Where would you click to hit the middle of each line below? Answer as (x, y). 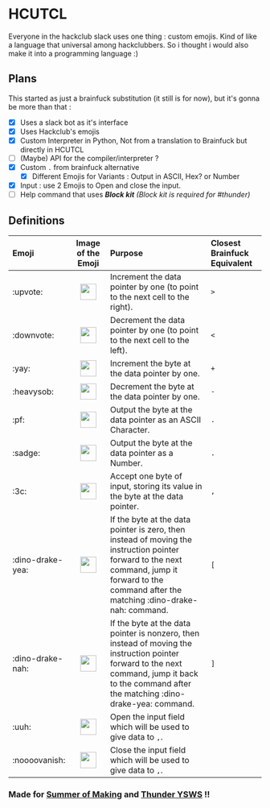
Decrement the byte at (152, 387)
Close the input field (148, 750)
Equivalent (231, 263)
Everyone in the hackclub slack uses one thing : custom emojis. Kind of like (133, 36)
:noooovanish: (39, 760)
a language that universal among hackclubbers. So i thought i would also (129, 44)
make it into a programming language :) (74, 53)
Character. (130, 430)
